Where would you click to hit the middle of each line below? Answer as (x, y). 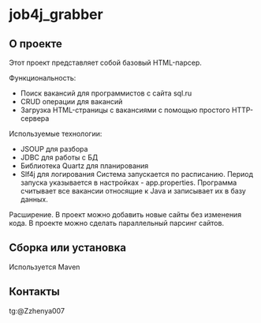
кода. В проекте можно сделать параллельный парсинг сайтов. (116, 223)
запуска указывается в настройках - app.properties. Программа (129, 182)
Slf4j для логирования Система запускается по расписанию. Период (137, 174)
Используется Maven (45, 267)
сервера (35, 118)
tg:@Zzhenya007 (37, 310)
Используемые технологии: (56, 133)
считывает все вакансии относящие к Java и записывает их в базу (133, 191)
